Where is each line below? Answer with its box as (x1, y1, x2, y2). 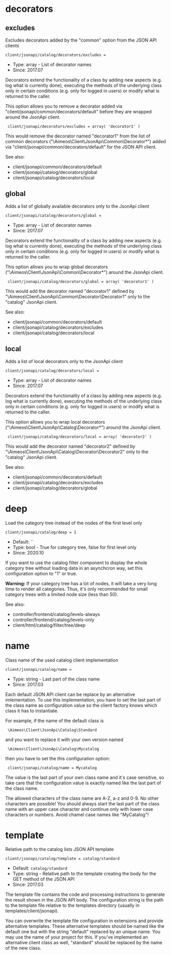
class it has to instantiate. (5, 707, 59, 713)
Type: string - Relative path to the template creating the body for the (12, 870, 157, 877)
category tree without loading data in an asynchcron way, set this (5, 565, 143, 571)
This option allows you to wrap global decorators (5, 264, 108, 270)
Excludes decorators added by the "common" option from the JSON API (5, 37, 157, 43)
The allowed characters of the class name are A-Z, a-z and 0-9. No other (5, 795, 159, 801)
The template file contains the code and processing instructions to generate (5, 891, 165, 898)
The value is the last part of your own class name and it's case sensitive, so (5, 774, 164, 780)
